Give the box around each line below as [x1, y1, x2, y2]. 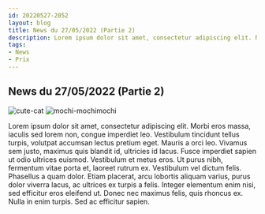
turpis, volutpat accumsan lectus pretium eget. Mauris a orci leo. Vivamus [8, 137, 248, 147]
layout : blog [8, 19, 51, 27]
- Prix [8, 56, 30, 64]
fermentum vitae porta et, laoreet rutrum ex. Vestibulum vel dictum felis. [8, 163, 242, 172]
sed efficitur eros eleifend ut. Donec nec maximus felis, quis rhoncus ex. [8, 188, 243, 197]
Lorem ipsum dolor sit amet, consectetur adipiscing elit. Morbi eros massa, [8, 121, 251, 130]
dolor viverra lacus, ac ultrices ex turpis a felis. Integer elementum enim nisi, [8, 179, 256, 190]
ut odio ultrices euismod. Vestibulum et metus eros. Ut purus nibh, [8, 155, 223, 164]
